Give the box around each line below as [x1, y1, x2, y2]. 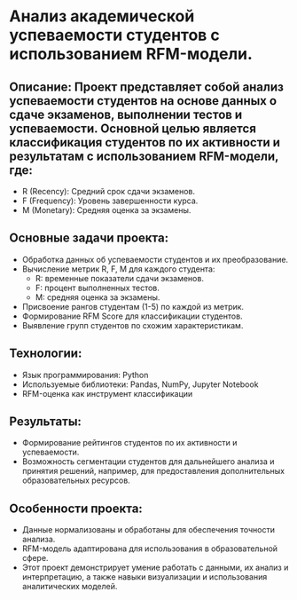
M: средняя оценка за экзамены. [35, 291, 160, 303]
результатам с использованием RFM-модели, [9, 148, 279, 163]
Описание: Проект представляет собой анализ [9, 79, 284, 94]
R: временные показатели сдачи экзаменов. [35, 272, 204, 283]
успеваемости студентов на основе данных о [9, 93, 277, 108]
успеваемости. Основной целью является [9, 121, 257, 136]
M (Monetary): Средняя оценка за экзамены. [21, 205, 191, 215]
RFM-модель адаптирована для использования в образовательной [21, 543, 277, 554]
